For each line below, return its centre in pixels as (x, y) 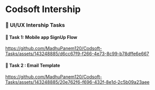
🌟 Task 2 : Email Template (33, 65)
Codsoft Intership (43, 9)
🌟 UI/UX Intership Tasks (35, 25)
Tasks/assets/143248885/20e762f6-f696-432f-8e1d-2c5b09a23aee (77, 82)
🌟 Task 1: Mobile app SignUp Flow (41, 37)
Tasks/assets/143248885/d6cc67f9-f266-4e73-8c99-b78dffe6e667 (77, 54)
